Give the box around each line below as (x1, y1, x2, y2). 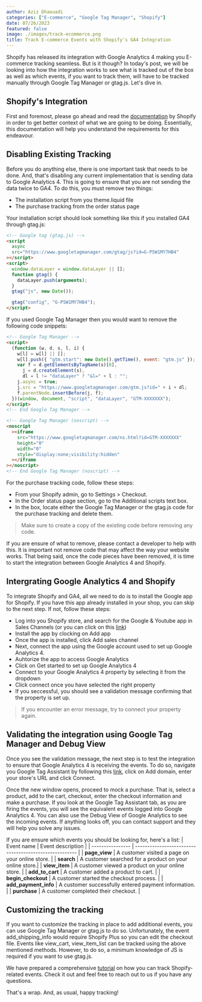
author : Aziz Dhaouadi (6, 8, 63, 15)
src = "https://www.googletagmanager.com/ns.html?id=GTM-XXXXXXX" (17, 434, 182, 440)
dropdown (14, 674, 41, 682)
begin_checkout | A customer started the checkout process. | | (6, 874, 163, 881)
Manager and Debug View (6, 739, 106, 749)
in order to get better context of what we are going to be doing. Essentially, (6, 119, 192, 126)
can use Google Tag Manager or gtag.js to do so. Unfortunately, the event (6, 927, 189, 934)
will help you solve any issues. (6, 824, 81, 831)
